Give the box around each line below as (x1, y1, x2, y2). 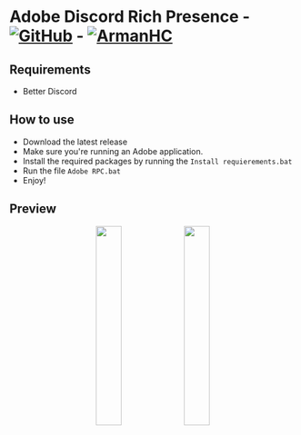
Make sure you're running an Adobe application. (22, 145, 204, 156)
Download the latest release (22, 136, 128, 147)
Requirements (9, 62, 91, 77)
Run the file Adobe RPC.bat (22, 165, 121, 176)
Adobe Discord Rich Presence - (9, 6, 250, 27)
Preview (9, 202, 57, 217)
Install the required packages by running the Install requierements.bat (22, 155, 293, 166)
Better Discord (22, 86, 77, 96)
